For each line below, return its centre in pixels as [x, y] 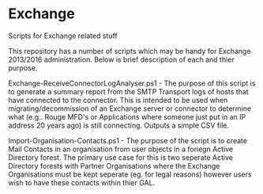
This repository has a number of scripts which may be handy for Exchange [130, 51]
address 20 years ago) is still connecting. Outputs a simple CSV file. [119, 125]
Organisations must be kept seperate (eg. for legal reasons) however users [130, 174]
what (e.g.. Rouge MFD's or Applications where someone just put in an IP [127, 116]
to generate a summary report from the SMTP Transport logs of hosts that [128, 91]
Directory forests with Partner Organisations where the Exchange [114, 165]
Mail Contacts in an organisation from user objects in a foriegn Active [121, 149]
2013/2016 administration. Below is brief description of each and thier [121, 59]
